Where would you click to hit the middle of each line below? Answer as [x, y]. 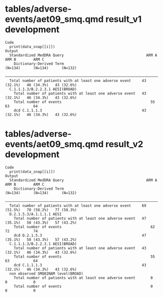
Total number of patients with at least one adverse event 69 [78, 206]
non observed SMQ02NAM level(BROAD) [46, 273]
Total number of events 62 [84, 227]
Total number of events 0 [83, 286]
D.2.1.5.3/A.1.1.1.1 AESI [36, 214]
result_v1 [123, 19]
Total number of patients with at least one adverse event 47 [80, 218]
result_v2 [124, 144]
